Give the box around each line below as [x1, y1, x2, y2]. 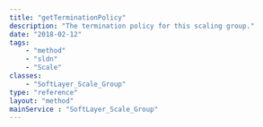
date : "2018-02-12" [9, 30, 83, 38]
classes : [9, 72, 42, 80]
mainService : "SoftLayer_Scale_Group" [9, 105, 159, 114]
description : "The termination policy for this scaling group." [9, 21, 255, 30]
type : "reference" [9, 88, 78, 97]
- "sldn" [25, 55, 58, 63]
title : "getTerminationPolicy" [9, 13, 127, 22]
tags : [9, 38, 30, 47]
